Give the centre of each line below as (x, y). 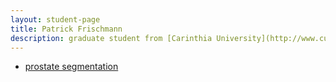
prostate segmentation (71, 67)
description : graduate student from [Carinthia (111, 38)
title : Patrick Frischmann (66, 29)
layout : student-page (55, 19)
